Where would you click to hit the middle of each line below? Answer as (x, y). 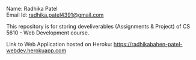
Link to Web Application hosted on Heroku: (59, 44)
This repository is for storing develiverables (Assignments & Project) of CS (98, 26)
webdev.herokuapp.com (36, 50)
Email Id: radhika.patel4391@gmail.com (55, 15)
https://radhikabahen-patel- (148, 44)
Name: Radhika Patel (32, 9)
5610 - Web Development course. (48, 33)
